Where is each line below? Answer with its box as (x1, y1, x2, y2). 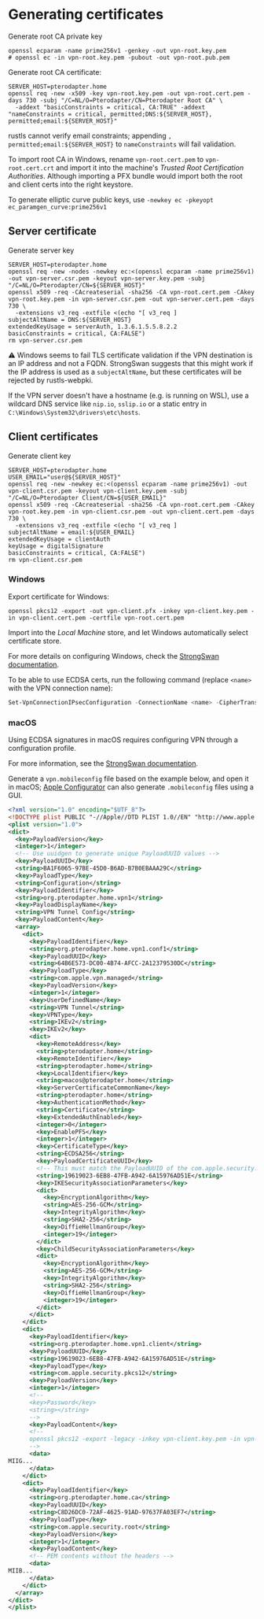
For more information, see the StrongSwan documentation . (8, 759, 199, 768)
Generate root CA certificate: (8, 67, 102, 76)
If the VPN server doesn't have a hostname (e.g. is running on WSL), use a (8, 390, 249, 400)
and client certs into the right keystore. (8, 179, 134, 189)
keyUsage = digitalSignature (8, 542, 104, 550)
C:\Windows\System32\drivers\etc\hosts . (8, 407, 141, 416)
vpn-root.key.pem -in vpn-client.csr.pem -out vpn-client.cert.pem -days (8, 508, 255, 516)
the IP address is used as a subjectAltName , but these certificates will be (8, 367, 242, 376)
